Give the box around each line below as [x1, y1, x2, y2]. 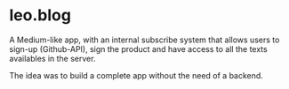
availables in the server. [9, 53, 96, 63]
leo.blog [9, 5, 71, 26]
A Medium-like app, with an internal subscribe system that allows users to [9, 34, 280, 45]
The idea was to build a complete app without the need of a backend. [9, 70, 264, 80]
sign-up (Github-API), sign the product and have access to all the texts [9, 43, 269, 54]
